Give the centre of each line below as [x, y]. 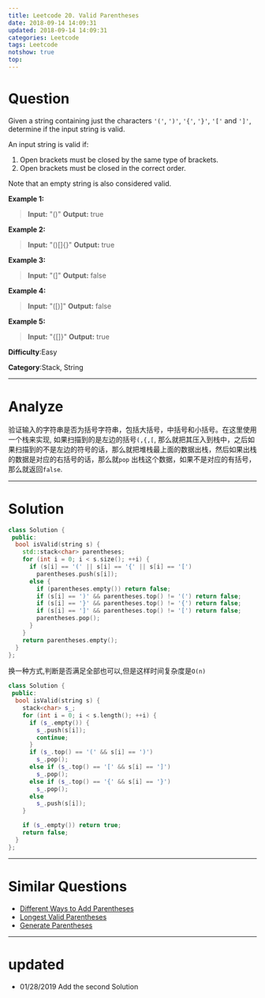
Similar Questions [68, 886]
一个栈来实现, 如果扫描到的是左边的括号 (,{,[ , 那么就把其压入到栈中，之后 [128, 439]
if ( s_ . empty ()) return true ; [72, 826]
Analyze [36, 406]
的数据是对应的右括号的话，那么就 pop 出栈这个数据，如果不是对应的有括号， [132, 459]
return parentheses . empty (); [70, 640]
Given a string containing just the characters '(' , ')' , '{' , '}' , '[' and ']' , [130, 120]
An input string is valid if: [49, 144]
